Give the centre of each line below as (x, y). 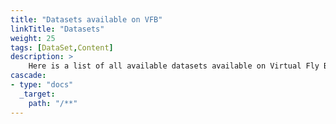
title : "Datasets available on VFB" (86, 19)
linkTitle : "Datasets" (57, 29)
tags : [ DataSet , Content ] (62, 47)
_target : (37, 94)
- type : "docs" (42, 85)
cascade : (28, 76)
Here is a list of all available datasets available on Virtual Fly (174, 66)
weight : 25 (33, 38)
